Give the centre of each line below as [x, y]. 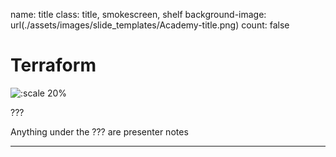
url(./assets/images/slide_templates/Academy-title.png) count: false [150, 25]
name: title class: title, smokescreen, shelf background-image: [138, 14]
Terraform [53, 65]
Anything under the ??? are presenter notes [99, 131]
